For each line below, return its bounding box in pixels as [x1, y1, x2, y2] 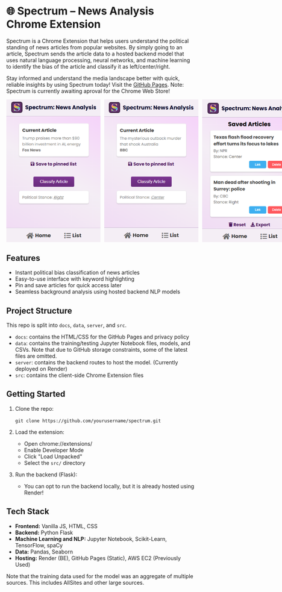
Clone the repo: [14, 405, 54, 412]
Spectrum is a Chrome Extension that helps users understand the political [6, 37, 189, 45]
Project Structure [6, 305, 72, 316]
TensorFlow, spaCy [14, 541, 63, 549]
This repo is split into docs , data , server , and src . [6, 321, 127, 329]
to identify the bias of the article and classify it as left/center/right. [6, 63, 171, 70]
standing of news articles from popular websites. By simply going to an [6, 43, 183, 51]
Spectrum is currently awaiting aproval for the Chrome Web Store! [6, 87, 171, 95]
